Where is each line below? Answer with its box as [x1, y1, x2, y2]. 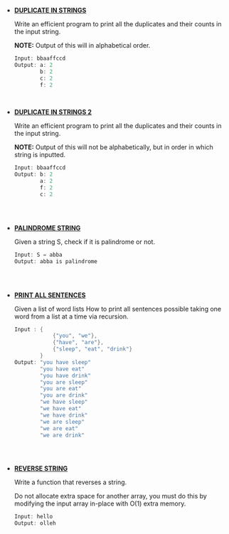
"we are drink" [40, 432, 85, 439]
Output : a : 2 [14, 61, 53, 68]
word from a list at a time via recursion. [14, 312, 129, 321]
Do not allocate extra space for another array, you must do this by [14, 492, 208, 501]
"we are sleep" [40, 418, 85, 425]
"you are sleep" [40, 378, 88, 386]
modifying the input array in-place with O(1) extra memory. [14, 499, 186, 508]
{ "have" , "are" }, [52, 339, 105, 346]
